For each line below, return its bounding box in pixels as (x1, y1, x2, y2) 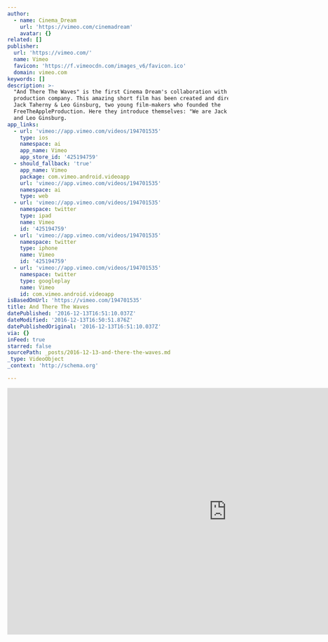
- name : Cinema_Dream (13, 17, 77, 24)
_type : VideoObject (7, 355, 64, 363)
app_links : (7, 121, 39, 128)
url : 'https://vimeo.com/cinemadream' (20, 23, 133, 30)
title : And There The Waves (7, 303, 90, 310)
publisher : (7, 43, 39, 50)
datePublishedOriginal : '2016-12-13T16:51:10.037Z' (7, 323, 161, 330)
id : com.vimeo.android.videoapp (20, 290, 114, 298)
